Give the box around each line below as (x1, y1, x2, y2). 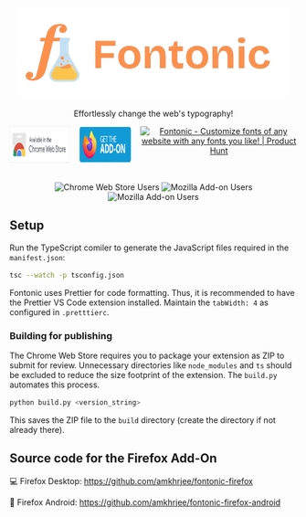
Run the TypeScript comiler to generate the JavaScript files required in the (9, 242, 290, 253)
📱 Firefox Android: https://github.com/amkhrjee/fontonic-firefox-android (9, 496, 281, 508)
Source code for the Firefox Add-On (9, 450, 217, 467)
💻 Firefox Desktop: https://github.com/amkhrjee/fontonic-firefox (9, 475, 254, 486)
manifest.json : (9, 251, 66, 262)
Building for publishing (9, 329, 112, 342)
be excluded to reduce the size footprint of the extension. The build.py (9, 369, 278, 380)
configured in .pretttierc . (9, 306, 110, 317)
